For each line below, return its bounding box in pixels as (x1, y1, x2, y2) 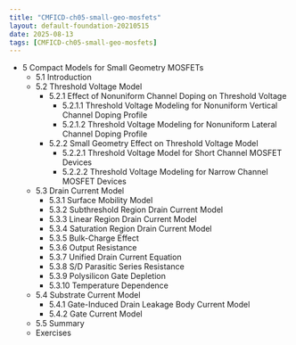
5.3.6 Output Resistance (48, 242, 137, 253)
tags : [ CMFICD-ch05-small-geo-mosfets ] (9, 37, 158, 47)
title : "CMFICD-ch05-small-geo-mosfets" (9, 12, 162, 22)
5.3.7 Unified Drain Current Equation (48, 251, 182, 263)
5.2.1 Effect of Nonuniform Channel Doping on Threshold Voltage (48, 91, 287, 102)
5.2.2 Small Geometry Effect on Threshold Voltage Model (48, 138, 259, 149)
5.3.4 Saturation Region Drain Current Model (48, 224, 212, 234)
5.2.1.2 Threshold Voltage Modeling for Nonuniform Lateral (62, 119, 277, 130)
